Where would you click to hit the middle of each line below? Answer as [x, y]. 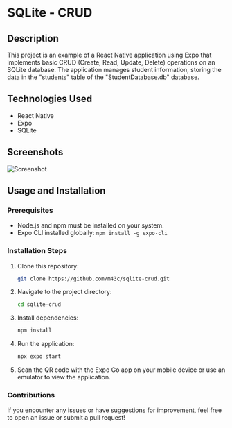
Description [33, 38]
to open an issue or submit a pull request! [66, 418]
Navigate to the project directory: [64, 292]
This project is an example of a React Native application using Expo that [109, 55]
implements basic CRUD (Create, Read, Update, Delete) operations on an [111, 62]
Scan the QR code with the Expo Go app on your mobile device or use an [121, 370]
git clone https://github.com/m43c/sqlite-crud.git [93, 279]
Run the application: [46, 344]
